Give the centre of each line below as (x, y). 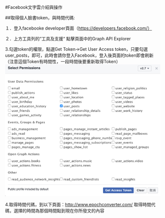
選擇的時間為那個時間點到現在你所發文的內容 (59, 211)
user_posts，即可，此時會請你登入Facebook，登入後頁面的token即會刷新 (79, 55)
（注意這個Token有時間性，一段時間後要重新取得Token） (63, 61)
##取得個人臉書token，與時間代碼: (40, 18)
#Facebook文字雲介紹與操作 (34, 7)
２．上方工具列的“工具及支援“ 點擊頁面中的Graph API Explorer (68, 39)
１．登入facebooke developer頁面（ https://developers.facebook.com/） (79, 28)
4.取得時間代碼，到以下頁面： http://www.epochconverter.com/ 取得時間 (78, 205)
